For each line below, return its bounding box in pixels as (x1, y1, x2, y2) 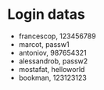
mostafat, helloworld (18, 64, 85, 74)
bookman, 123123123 (18, 73, 87, 82)
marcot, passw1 (18, 39, 70, 49)
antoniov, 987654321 (18, 48, 87, 57)
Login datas (7, 5, 85, 23)
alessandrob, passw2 (18, 56, 88, 66)
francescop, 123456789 (18, 31, 96, 41)
